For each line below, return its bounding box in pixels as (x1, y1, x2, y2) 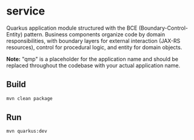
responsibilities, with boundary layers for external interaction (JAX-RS (6, 37, 181, 44)
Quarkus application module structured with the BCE (6, 24, 138, 32)
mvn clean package (6, 95, 53, 101)
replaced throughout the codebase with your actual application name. (6, 62, 181, 69)
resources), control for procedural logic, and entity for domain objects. (6, 44, 182, 51)
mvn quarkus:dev (6, 128, 47, 135)
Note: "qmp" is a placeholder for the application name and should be (6, 55, 179, 62)
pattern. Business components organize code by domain (24, 30, 166, 38)
